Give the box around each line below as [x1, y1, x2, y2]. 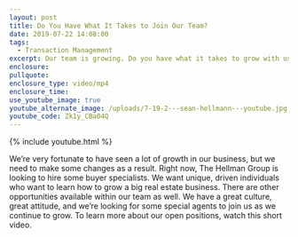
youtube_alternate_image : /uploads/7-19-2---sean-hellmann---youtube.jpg [9, 104, 288, 113]
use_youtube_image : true [9, 95, 101, 105]
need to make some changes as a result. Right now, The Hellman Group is [9, 163, 279, 174]
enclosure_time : [9, 87, 69, 96]
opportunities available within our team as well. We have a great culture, [9, 192, 272, 202]
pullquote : [9, 71, 50, 80]
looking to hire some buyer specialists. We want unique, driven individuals [9, 172, 279, 183]
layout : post [9, 12, 58, 22]
